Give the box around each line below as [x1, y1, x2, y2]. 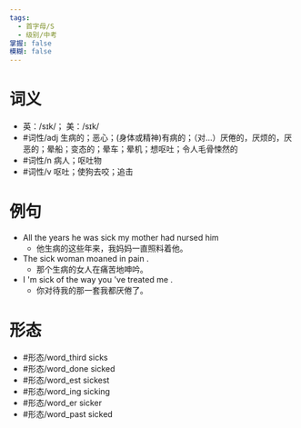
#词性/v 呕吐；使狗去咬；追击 [22, 166, 134, 177]
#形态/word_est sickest [22, 374, 110, 385]
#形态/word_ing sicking [22, 385, 111, 396]
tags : [9, 13, 30, 23]
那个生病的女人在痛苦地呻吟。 [35, 264, 148, 274]
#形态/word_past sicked [22, 408, 114, 419]
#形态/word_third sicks [22, 352, 108, 363]
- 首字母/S [17, 22, 55, 31]
